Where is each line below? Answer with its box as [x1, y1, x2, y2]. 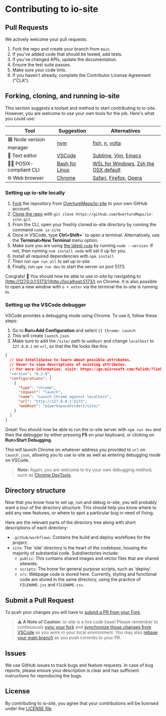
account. [12, 206, 31, 212]
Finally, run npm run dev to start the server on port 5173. [12, 264, 126, 270]
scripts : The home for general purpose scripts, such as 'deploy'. [19, 566, 152, 572]
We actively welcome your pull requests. [5, 36, 88, 42]
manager [7, 144, 29, 151]
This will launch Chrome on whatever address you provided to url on [5, 446, 146, 452]
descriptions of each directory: [5, 525, 68, 531]
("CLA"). [12, 78, 30, 83]
